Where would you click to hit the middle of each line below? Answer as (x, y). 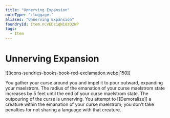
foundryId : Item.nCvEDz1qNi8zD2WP (42, 24)
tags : (11, 29)
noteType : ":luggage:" (29, 15)
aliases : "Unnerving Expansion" (40, 19)
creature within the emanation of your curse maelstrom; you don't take (80, 104)
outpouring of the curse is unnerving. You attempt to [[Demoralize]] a (78, 99)
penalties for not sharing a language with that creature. (63, 109)
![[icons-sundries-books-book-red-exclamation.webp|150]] (68, 73)
